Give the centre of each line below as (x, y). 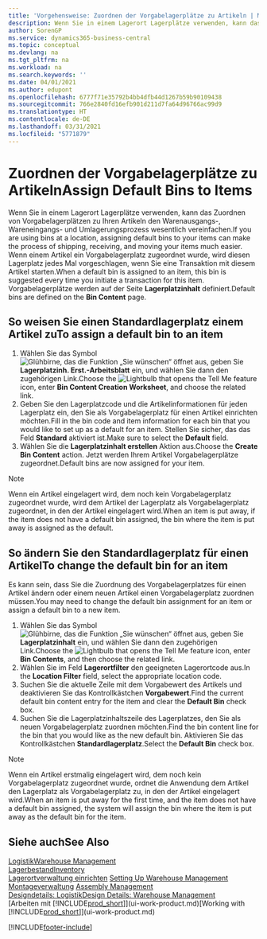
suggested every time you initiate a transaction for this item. (106, 280)
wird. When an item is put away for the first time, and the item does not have (132, 800)
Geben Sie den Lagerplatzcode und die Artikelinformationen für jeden (133, 404)
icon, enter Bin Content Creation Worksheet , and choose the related (133, 388)
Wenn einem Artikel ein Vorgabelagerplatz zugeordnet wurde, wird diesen (129, 255)
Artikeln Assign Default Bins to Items (130, 190)
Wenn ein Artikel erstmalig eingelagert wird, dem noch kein (105, 775)
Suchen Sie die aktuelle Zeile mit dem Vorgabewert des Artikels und (131, 684)
